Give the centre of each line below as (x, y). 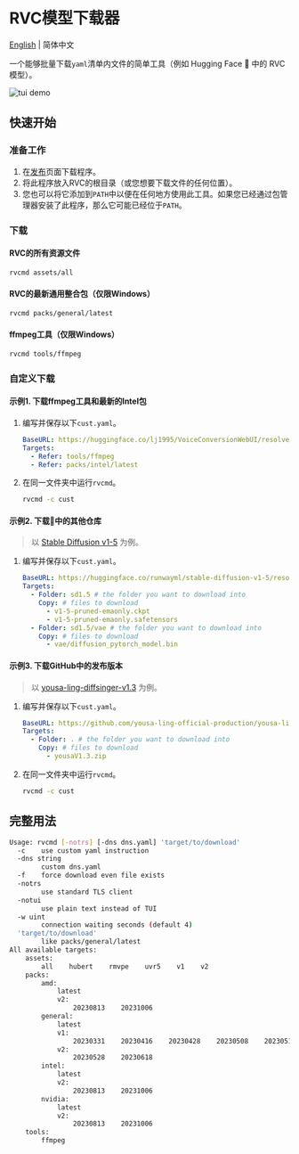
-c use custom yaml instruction (83, 851)
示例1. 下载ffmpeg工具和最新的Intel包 (78, 401)
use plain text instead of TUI (99, 908)
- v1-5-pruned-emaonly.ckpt (98, 611)
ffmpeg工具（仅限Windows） (65, 334)
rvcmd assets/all (41, 273)
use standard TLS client (87, 892)
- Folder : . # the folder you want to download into (130, 740)
